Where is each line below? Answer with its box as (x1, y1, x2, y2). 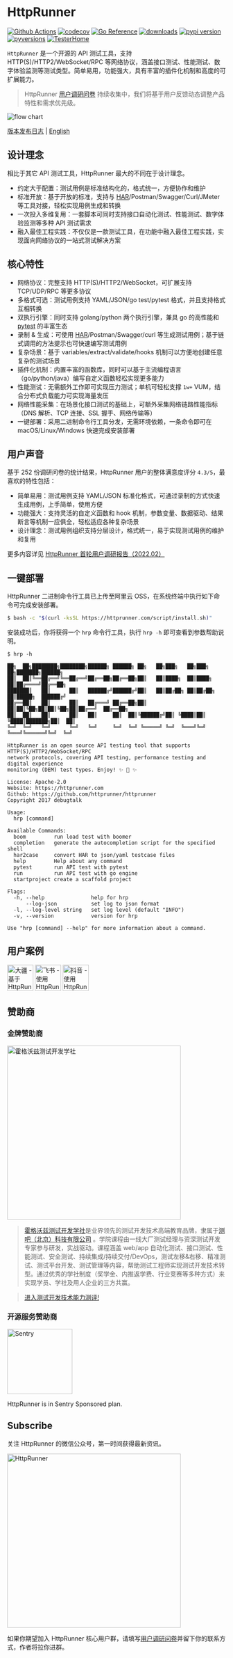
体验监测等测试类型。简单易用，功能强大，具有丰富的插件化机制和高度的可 (12, 66, 226, 74)
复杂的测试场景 (17, 356, 60, 365)
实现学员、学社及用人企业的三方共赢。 (24, 1278, 134, 1286)
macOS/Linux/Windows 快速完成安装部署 (17, 426, 135, 434)
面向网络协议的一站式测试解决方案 (23, 236, 121, 244)
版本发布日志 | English (7, 127, 71, 135)
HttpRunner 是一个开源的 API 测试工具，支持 (7, 49, 132, 57)
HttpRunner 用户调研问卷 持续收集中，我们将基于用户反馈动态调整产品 (24, 90, 225, 98)
